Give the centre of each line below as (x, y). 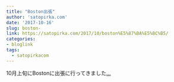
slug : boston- (24, 28)
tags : (13, 50)
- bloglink (20, 45)
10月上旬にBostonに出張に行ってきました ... (58, 73)
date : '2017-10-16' (30, 22)
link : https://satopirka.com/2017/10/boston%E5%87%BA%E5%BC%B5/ (87, 34)
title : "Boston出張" (31, 12)
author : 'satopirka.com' (37, 17)
